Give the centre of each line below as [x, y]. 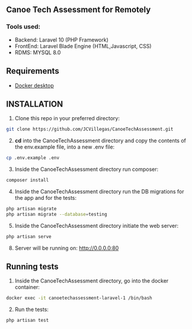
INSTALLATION [35, 104]
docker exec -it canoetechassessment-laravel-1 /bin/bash [79, 298]
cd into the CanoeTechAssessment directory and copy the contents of [100, 141]
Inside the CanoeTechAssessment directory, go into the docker [92, 281]
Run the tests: [32, 309]
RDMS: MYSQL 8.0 [38, 52]
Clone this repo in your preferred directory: [67, 118]
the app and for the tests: [46, 198]
